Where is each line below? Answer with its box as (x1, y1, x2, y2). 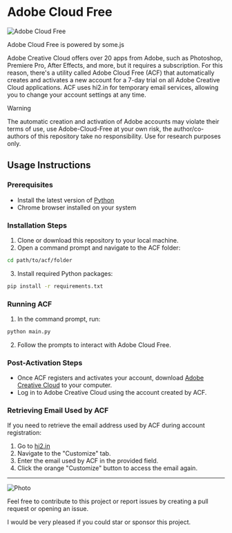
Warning (7, 104, 31, 112)
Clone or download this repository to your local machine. (17, 236, 179, 244)
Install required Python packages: (17, 269, 113, 277)
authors (7, 132, 30, 140)
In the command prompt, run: (17, 315, 101, 323)
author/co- (173, 124, 204, 133)
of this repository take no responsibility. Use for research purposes (30, 132, 221, 140)
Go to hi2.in (17, 442, 50, 450)
